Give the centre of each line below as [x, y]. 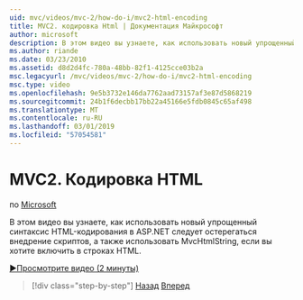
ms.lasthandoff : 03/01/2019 [62, 127]
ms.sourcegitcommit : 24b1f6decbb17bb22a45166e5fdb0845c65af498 [131, 101]
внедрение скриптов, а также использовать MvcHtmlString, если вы [141, 241]
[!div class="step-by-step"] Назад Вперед [110, 286]
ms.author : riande [44, 51]
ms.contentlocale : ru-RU [56, 118]
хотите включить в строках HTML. [75, 250]
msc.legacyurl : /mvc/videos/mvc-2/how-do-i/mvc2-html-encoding [131, 77]
